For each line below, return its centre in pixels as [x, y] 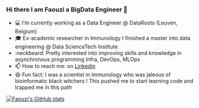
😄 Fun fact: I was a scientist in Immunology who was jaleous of [93, 75]
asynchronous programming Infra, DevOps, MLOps [77, 60]
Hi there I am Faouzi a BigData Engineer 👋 [67, 10]
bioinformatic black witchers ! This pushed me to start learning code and [104, 81]
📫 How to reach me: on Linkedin [55, 66]
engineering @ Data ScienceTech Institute [66, 47]
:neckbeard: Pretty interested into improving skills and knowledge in [98, 53]
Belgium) [26, 32]
